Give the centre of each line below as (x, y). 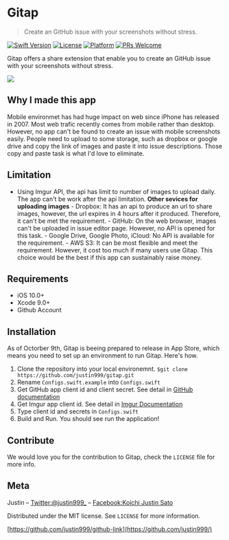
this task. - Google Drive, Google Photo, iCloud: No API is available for (116, 235)
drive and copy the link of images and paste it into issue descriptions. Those (115, 146)
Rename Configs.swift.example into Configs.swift (89, 382)
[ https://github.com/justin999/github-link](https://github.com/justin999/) (110, 529)
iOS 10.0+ (31, 295)
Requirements (38, 279)
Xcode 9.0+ (34, 303)
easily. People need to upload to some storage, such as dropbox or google (112, 138)
